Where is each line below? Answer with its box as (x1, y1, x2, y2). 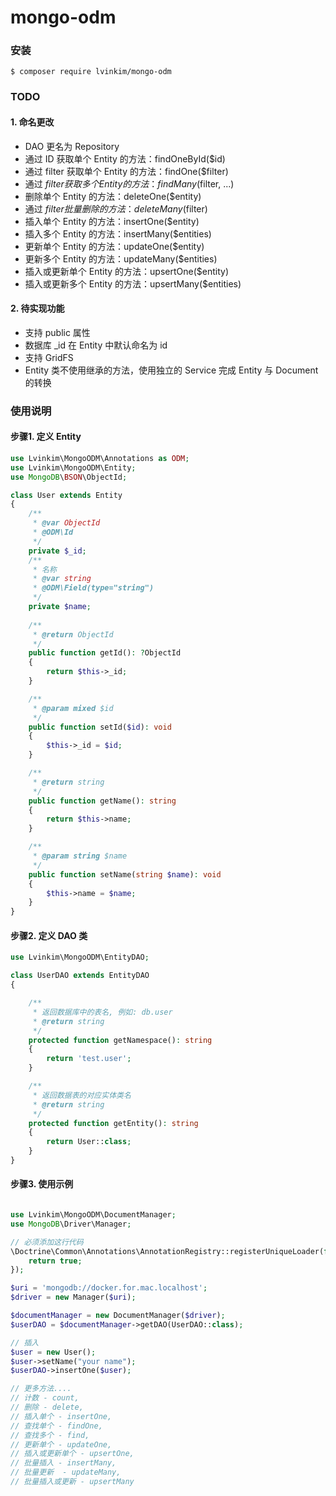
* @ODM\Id (32, 527, 74, 538)
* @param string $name (32, 851, 128, 861)
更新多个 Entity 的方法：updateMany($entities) (24, 252, 218, 265)
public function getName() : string (28, 796, 177, 806)
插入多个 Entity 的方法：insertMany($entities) (24, 227, 212, 240)
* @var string (32, 574, 92, 584)
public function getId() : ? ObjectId (28, 648, 182, 658)
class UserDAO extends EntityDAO (10, 971, 150, 981)
